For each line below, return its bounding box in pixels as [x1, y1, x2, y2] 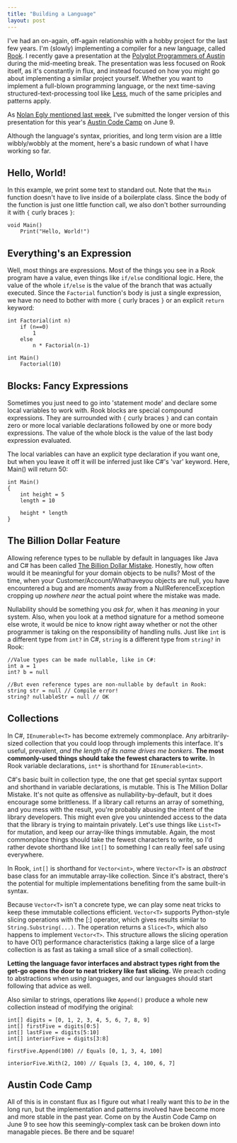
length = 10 [20, 497, 55, 504]
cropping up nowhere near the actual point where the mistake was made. [7, 591, 221, 600]
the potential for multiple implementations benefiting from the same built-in [7, 878, 226, 888]
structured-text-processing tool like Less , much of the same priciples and [7, 89, 222, 98]
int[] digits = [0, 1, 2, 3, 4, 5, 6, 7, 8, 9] [7, 1016, 151, 1023]
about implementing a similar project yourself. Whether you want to [7, 74, 204, 82]
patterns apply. [7, 96, 52, 105]
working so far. [7, 146, 51, 155]
